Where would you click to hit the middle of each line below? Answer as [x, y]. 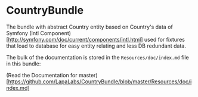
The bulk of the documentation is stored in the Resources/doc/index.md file [98, 57]
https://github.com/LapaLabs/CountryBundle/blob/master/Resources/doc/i [100, 82]
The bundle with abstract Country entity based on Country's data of [89, 27]
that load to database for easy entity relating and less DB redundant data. [96, 46]
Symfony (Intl [23, 33]
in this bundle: [24, 64]
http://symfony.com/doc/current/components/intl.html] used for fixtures [96, 39]
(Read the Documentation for [42, 75]
